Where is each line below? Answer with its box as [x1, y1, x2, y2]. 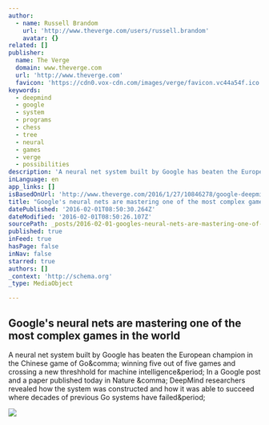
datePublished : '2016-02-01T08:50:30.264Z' [8, 205, 156, 213]
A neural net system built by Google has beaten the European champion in [8, 350, 254, 359]
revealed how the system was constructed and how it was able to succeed [8, 383, 255, 393]
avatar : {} [22, 34, 59, 42]
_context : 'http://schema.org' [8, 272, 113, 280]
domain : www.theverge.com [15, 64, 102, 72]
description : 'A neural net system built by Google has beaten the [8, 168, 239, 176]
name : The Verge [15, 57, 70, 65]
